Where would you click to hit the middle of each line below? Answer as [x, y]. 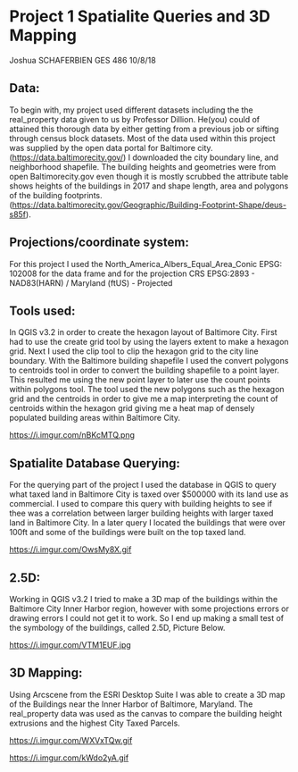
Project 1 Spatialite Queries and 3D [140, 17]
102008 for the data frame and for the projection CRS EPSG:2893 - [132, 273]
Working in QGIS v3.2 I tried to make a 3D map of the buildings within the [144, 599]
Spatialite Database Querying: [95, 463]
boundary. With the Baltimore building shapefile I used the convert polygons [149, 361]
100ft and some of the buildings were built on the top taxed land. [128, 533]
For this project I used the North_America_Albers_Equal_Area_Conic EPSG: [146, 264]
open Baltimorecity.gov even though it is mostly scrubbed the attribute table [149, 176]
